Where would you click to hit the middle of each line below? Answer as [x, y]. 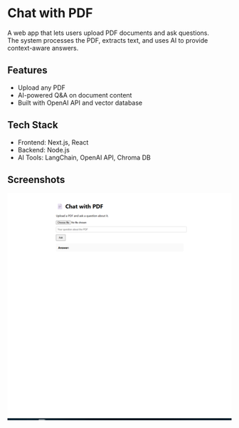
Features [27, 70]
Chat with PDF [50, 13]
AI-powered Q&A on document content [75, 95]
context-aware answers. [43, 48]
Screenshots [36, 179]
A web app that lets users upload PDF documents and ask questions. [108, 33]
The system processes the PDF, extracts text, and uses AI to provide [108, 40]
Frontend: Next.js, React [53, 142]
